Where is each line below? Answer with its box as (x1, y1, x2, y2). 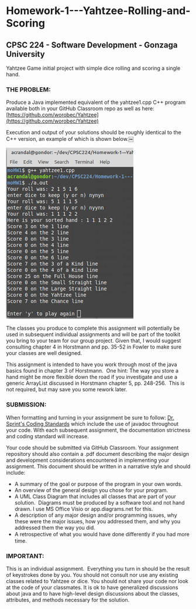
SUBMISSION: (6, 401, 47, 409)
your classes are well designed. (6, 350, 82, 357)
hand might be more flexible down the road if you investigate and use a (6, 374, 177, 381)
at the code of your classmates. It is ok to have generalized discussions (6, 584, 178, 591)
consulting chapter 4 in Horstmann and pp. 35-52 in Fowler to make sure (6, 343, 182, 350)
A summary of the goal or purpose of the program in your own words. (14, 480, 183, 488)
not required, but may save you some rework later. (6, 386, 128, 393)
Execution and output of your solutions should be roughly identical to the (6, 129, 181, 136)
